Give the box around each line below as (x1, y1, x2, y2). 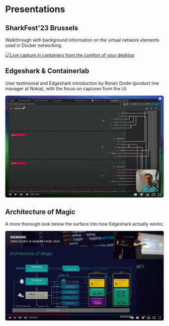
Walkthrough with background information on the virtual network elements (5, 37, 159, 43)
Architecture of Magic (5, 207, 75, 216)
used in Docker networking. (5, 42, 63, 48)
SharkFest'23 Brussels (5, 24, 78, 32)
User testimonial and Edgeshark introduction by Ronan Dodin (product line (5, 80, 159, 86)
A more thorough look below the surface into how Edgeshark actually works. (5, 221, 164, 227)
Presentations (5, 4, 65, 15)
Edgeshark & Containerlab (5, 67, 90, 75)
